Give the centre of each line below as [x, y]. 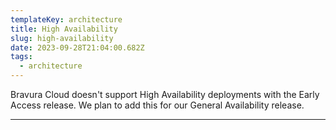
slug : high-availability [62, 38]
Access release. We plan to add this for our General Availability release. [157, 105]
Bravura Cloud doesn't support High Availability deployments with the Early [165, 94]
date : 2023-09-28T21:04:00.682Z [77, 47]
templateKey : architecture [66, 19]
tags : [21, 57]
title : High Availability [64, 29]
